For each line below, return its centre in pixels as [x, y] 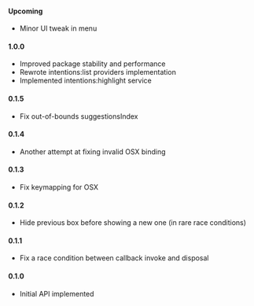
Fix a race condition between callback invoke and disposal [114, 258]
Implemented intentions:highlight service [85, 81]
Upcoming [26, 11]
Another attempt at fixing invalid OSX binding [93, 151]
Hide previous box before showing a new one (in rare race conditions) [133, 223]
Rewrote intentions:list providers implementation [98, 72]
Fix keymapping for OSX [59, 187]
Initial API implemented [57, 293]
